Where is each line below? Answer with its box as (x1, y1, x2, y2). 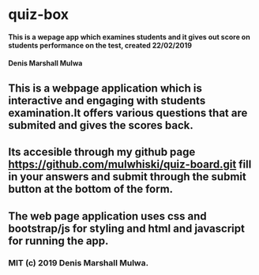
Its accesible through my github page (8, 145, 196, 159)
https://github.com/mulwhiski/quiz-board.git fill (8, 158, 252, 171)
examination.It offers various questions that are (8, 106, 248, 119)
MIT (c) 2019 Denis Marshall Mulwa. (8, 258, 148, 269)
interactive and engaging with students (8, 93, 206, 107)
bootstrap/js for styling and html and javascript (8, 221, 245, 235)
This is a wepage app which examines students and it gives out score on (8, 32, 250, 41)
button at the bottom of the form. (8, 183, 174, 196)
